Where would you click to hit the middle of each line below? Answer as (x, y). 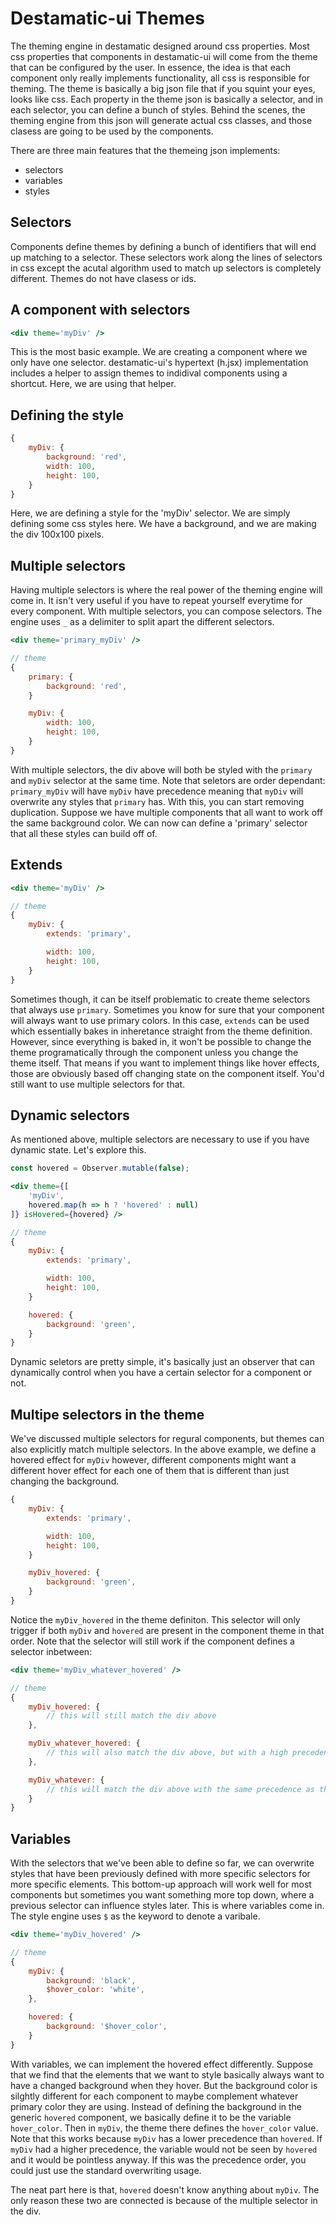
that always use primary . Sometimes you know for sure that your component (167, 1009)
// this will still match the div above (131, 1716)
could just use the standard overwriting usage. (106, 2170)
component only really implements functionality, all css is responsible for (160, 78)
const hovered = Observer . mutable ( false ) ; (100, 1168)
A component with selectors (100, 310)
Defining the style (67, 415)
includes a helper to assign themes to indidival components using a (149, 373)
